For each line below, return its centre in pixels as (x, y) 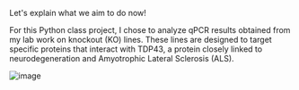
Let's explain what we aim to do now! (78, 13)
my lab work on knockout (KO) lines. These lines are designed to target (141, 40)
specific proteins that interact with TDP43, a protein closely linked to (136, 49)
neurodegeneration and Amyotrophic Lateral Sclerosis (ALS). (122, 58)
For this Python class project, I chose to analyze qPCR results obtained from (150, 30)
